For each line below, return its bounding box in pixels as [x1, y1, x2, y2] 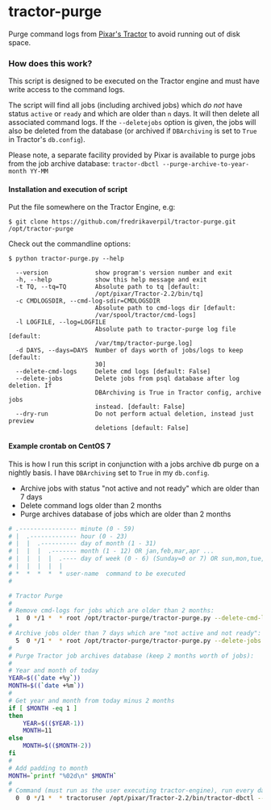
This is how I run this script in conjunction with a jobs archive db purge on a [8, 459, 260, 469]
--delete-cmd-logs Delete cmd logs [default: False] [15, 368, 211, 376]
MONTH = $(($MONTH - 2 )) [23, 741, 92, 750]
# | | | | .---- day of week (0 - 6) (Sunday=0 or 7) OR [8, 555, 219, 563]
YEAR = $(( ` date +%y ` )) [8, 674, 81, 683]
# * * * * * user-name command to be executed [8, 570, 186, 578]
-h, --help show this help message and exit [15, 276, 207, 284]
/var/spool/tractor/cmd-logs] [94, 311, 197, 319]
